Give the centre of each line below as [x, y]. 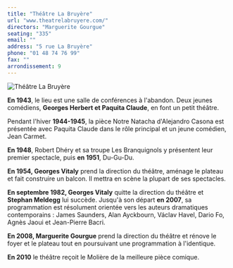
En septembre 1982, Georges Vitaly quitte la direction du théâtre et [106, 192]
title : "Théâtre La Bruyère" [50, 14]
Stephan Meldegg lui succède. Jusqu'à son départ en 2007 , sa [100, 200]
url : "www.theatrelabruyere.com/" [58, 20]
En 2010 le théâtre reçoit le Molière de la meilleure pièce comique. [103, 257]
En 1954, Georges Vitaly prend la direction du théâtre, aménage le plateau [115, 171]
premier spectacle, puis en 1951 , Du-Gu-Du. [71, 157]
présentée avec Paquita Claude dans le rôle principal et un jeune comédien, [117, 128]
